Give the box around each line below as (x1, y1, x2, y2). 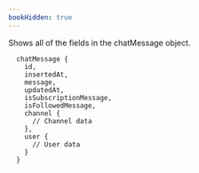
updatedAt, (24, 85, 65, 94)
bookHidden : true (8, 12, 73, 22)
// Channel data (31, 116, 92, 125)
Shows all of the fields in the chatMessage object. (8, 37, 191, 48)
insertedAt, (24, 70, 68, 79)
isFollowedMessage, (24, 101, 97, 110)
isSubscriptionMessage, (24, 93, 113, 102)
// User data (31, 139, 81, 149)
